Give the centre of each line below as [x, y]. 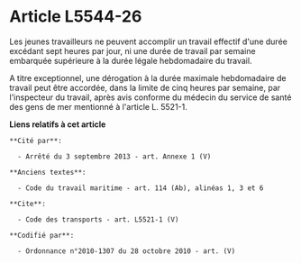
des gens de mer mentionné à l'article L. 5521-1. [98, 106]
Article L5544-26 [76, 17]
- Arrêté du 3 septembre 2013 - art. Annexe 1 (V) [114, 156]
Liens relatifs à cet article [58, 124]
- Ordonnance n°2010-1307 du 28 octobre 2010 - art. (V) [127, 251]
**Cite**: [28, 204]
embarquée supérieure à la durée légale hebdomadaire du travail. [131, 60]
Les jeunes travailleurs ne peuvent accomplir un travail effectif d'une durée [149, 41]
